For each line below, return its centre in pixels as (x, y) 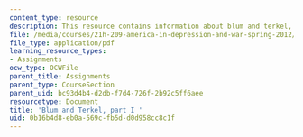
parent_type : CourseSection (62, 85)
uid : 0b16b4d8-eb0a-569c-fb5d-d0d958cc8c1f (92, 118)
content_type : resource (54, 18)
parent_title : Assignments (60, 77)
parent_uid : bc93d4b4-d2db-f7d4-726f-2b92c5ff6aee (106, 93)
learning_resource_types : (58, 51)
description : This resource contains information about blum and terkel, (151, 26)
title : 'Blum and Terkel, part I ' (76, 110)
